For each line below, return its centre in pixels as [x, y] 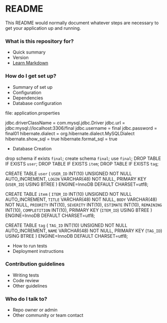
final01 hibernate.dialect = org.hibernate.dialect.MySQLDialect [70, 133]
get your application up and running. [43, 28]
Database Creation [32, 148]
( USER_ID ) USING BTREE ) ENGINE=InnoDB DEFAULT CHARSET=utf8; [77, 184]
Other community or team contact [48, 315]
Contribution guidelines [35, 264]
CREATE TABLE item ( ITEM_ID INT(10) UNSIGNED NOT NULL [69, 194]
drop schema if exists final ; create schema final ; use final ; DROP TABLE [83, 158]
